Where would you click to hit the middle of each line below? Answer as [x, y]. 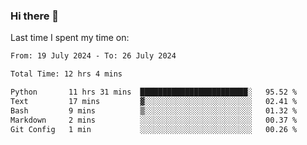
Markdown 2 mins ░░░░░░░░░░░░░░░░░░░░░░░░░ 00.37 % [154, 120]
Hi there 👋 [35, 16]
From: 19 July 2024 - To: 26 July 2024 [93, 56]
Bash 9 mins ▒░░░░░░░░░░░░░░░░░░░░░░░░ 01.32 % [154, 110]
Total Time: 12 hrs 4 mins [66, 74]
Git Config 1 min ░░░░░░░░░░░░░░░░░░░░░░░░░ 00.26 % [154, 129]
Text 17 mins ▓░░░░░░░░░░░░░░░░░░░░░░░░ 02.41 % [154, 101]
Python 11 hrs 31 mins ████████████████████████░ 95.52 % [154, 92]
